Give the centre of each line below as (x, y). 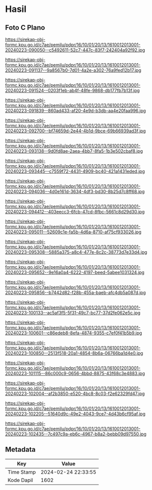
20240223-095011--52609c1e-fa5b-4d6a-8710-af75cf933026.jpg (73, 232)
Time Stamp (22, 472)
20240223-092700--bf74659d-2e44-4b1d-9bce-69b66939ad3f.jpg (76, 131)
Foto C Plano (25, 28)
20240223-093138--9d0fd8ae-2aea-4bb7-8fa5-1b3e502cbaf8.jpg (74, 151)
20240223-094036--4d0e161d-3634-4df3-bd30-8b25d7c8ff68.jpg (75, 192)
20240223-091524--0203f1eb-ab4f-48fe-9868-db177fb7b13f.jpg (73, 90)
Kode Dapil (20, 480)
